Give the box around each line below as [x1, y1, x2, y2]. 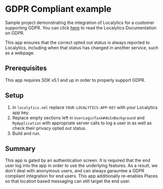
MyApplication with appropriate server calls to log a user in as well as [12, 120, 152, 126]
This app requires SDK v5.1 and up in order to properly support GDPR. [5, 77, 146, 83]
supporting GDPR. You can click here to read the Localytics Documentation [5, 24, 157, 30]
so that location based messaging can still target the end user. [5, 178, 131, 184]
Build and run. [12, 130, 41, 136]
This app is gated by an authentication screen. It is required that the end [5, 158, 150, 164]
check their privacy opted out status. [12, 125, 87, 131]
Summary [5, 144, 36, 153]
